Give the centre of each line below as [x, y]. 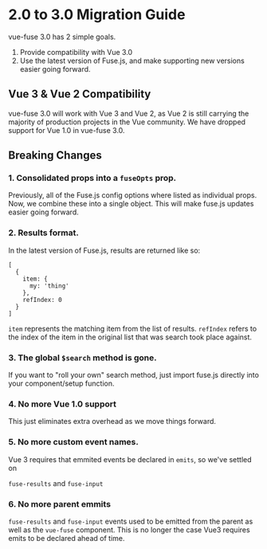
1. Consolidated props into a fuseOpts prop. [92, 178]
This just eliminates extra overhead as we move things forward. [112, 422]
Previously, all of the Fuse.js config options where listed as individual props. [133, 195]
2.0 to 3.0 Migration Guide [97, 15]
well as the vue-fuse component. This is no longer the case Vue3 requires [129, 529]
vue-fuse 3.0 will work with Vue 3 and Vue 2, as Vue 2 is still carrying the [129, 113]
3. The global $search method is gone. [82, 358]
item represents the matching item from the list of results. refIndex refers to [133, 328]
